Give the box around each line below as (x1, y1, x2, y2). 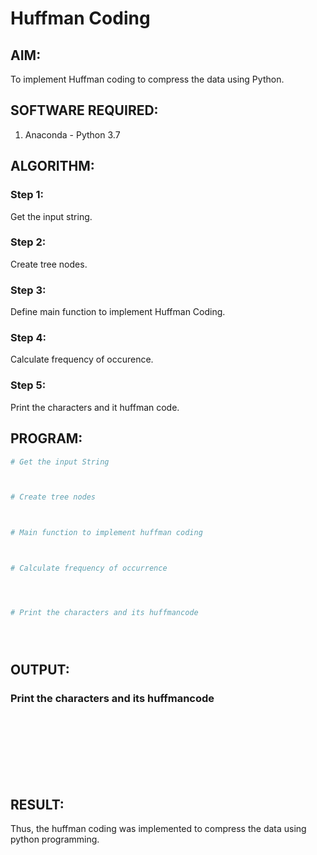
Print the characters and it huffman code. (10, 401, 180, 413)
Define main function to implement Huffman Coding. (10, 306, 226, 318)
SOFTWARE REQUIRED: (10, 102, 159, 119)
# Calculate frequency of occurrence (10, 563, 168, 574)
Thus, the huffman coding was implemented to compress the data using (10, 823, 307, 835)
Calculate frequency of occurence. (10, 353, 154, 366)
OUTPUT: (10, 662, 70, 679)
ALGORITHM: (10, 158, 95, 175)
